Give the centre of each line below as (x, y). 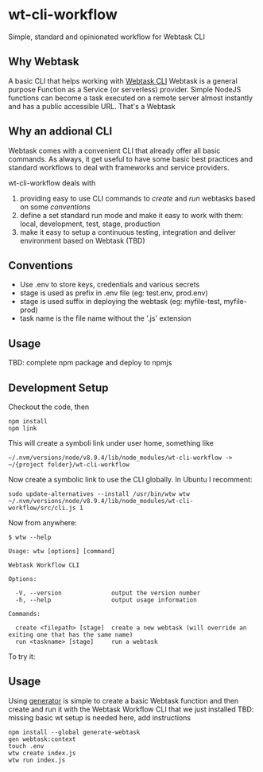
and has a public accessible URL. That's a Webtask (92, 106)
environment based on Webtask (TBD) (82, 240)
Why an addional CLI (60, 132)
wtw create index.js (43, 753)
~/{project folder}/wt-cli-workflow (69, 465)
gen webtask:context (43, 739)
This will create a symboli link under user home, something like (111, 443)
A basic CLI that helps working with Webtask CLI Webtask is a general (123, 80)
